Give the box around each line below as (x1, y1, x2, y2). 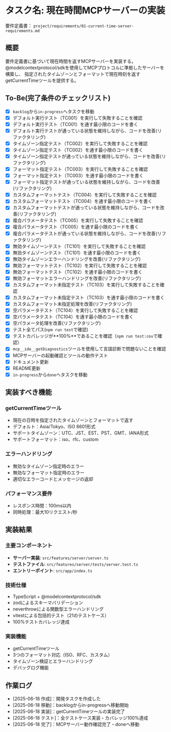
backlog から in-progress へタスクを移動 (12, 108, 94, 114)
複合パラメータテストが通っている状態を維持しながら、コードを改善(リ (12, 230, 162, 236)
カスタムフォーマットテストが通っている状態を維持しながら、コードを (12, 204, 160, 211)
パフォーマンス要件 (5, 490, 53, 497)
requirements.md (5, 28, 40, 33)
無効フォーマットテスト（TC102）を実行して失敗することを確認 (12, 262, 147, 268)
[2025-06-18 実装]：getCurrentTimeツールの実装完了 (12, 708, 125, 715)
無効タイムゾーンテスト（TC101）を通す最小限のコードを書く (12, 249, 141, 256)
